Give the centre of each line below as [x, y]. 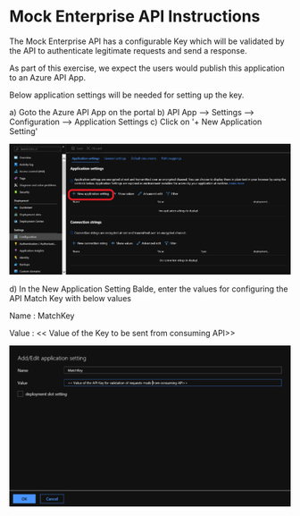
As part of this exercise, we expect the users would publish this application [147, 68]
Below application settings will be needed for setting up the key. [127, 95]
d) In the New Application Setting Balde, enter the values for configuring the [149, 289]
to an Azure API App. [48, 77]
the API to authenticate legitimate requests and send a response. [128, 50]
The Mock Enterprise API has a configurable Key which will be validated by [147, 41]
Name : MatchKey [42, 316]
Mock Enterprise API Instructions [135, 17]
